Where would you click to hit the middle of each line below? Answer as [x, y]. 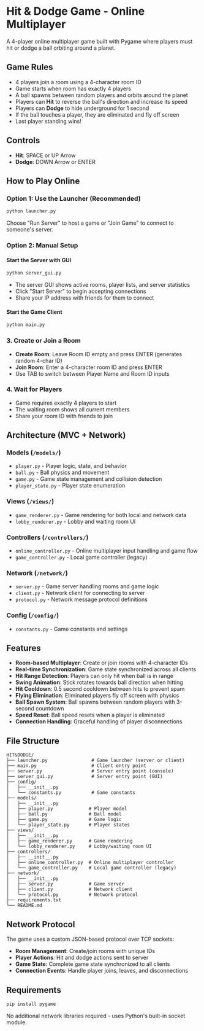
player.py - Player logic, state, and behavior [71, 466]
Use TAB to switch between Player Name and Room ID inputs [92, 373]
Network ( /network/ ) [37, 573]
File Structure [33, 741]
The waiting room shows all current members [72, 409]
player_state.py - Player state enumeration [70, 486]
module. [17, 1022]
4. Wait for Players [34, 389]
